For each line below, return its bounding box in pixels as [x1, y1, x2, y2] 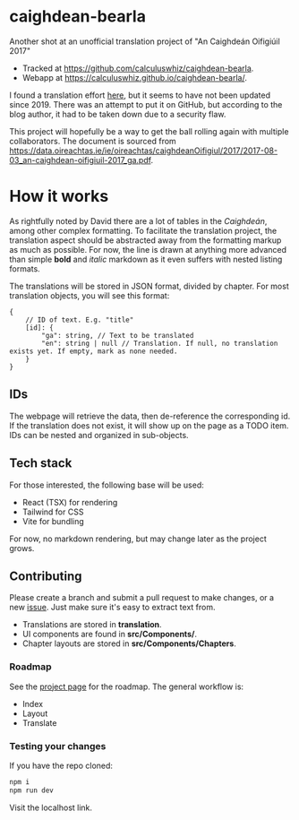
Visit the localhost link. [9, 802, 92, 813]
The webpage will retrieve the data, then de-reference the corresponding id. [9, 410, 291, 421]
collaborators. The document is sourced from [9, 135, 176, 146]
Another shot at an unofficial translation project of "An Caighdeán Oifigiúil [9, 36, 280, 47]
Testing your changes [9, 739, 107, 752]
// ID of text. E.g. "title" [25, 315, 134, 324]
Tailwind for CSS [21, 506, 84, 517]
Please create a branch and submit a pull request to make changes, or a [9, 592, 275, 603]
